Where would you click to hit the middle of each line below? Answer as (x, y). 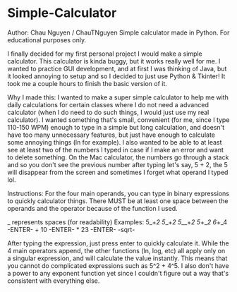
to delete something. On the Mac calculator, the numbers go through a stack (118, 157)
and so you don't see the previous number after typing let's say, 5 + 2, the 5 (117, 164)
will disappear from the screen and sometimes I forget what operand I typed (118, 172)
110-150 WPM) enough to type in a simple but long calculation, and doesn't (116, 127)
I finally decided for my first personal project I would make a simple (105, 54)
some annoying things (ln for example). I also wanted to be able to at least (115, 142)
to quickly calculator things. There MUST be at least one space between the (118, 201)
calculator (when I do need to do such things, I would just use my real (108, 112)
